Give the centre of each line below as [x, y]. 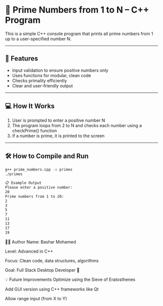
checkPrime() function [34, 130]
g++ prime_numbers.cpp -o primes [39, 170]
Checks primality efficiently [39, 81]
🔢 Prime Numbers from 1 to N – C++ [77, 10]
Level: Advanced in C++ [29, 251]
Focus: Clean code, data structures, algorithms [52, 260]
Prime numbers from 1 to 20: [34, 196]
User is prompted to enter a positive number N [58, 120]
